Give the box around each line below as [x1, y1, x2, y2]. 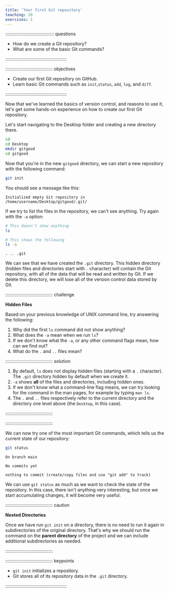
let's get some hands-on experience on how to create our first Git [5, 106, 143, 113]
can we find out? [12, 343, 48, 349]
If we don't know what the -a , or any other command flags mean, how [12, 337, 159, 344]
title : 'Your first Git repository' [5, 7, 83, 13]
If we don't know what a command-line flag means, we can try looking [12, 384, 160, 390]
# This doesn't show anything [5, 223, 70, 228]
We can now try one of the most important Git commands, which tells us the [5, 430, 164, 436]
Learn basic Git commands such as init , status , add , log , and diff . [12, 81, 153, 87]
